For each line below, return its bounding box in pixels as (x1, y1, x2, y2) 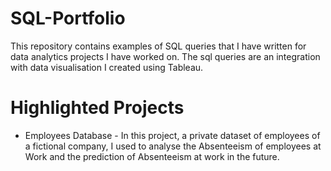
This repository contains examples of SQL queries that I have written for (10, 40, 307, 52)
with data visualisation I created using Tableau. (10, 61, 204, 73)
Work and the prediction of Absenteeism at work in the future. (24, 150, 280, 162)
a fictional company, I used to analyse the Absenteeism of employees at (24, 140, 322, 152)
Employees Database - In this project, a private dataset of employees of (24, 129, 321, 141)
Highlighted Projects (10, 97, 185, 119)
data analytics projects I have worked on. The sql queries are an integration (10, 50, 321, 62)
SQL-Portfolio (10, 7, 126, 30)
